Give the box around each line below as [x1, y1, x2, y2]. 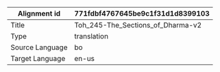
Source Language [10, 43, 68, 52]
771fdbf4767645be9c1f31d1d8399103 [74, 9, 210, 18]
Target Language [10, 54, 66, 63]
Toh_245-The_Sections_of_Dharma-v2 [74, 21, 202, 29]
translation [74, 32, 108, 40]
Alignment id [17, 9, 61, 18]
